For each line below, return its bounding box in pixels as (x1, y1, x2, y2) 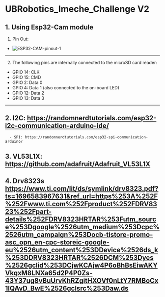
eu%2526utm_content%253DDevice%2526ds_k (5, 245, 159, 254)
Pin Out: (12, 36, 28, 42)
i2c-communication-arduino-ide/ (5, 122, 110, 130)
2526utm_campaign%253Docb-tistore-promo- (5, 230, 153, 239)
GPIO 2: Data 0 (12, 80, 43, 85)
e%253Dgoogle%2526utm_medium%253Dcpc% (5, 222, 160, 231)
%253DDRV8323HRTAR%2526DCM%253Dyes (5, 253, 154, 262)
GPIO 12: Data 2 (12, 90, 44, 96)
